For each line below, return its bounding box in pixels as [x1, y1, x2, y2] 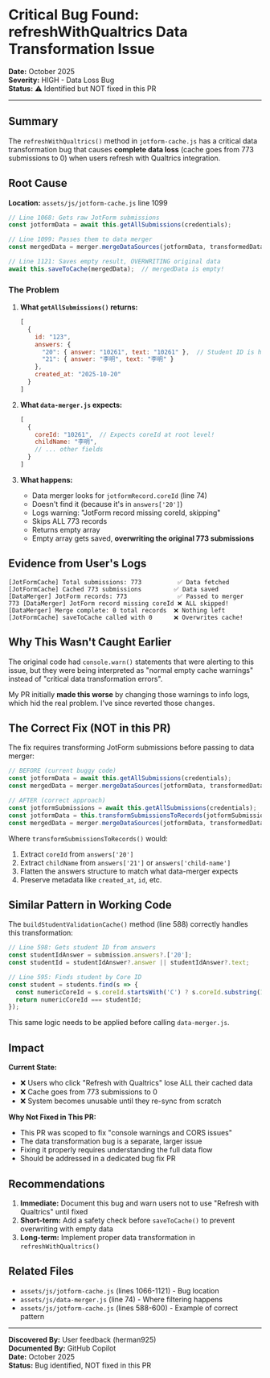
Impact [8, 1041, 44, 1055]
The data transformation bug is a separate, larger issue [19, 1136, 202, 1146]
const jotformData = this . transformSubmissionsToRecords [8, 811, 203, 820]
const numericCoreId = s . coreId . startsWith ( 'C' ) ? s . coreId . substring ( [15, 988, 261, 996]
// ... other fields [35, 446, 104, 454]
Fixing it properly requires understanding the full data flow [19, 1145, 213, 1155]
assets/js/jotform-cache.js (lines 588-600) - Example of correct [19, 1303, 239, 1313]
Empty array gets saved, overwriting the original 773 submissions [31, 533, 255, 543]
